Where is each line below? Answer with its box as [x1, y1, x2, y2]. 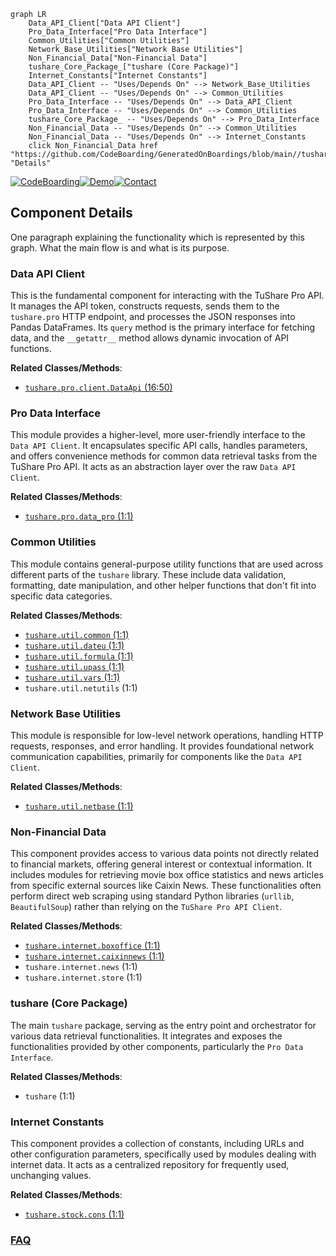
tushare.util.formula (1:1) [24, 650, 134, 662]
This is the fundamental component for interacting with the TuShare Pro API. [10, 290, 325, 302]
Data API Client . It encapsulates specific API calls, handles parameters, [10, 440, 308, 452]
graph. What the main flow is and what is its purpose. [10, 241, 230, 254]
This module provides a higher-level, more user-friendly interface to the [10, 429, 306, 441]
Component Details [10, 205, 133, 222]
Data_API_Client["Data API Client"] [28, 18, 182, 28]
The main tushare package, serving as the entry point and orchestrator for [10, 1019, 317, 1031]
